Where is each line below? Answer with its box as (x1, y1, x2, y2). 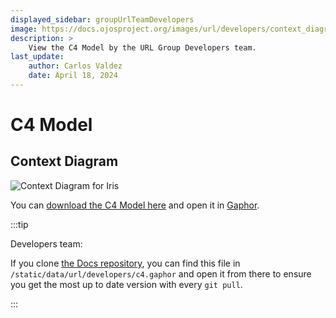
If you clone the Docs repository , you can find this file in (10, 257, 241, 269)
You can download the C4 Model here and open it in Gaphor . (10, 199, 260, 211)
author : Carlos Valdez (28, 61, 123, 71)
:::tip (10, 218, 29, 230)
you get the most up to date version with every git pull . (10, 278, 243, 290)
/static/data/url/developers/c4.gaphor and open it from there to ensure (10, 267, 312, 280)
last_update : (10, 52, 65, 62)
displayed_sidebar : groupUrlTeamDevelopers (10, 14, 195, 25)
